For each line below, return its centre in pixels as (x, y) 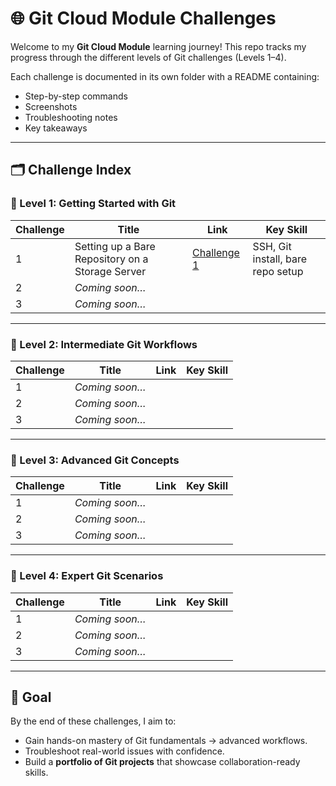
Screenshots (51, 106)
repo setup (278, 271)
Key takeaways (56, 128)
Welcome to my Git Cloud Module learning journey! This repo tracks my (158, 46)
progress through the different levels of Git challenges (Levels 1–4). (148, 57)
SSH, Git (272, 246)
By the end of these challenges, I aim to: (93, 721)
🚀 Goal (31, 697)
